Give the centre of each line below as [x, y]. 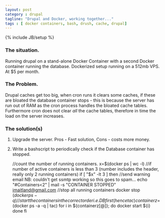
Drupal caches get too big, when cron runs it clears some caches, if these [80, 95]
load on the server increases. [35, 116]
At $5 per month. [22, 72]
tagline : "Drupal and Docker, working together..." [59, 19]
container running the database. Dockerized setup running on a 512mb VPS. [82, 66]
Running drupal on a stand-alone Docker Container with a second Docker [80, 61]
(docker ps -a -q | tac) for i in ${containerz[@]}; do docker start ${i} [81, 206]
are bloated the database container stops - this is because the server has [80, 100]
